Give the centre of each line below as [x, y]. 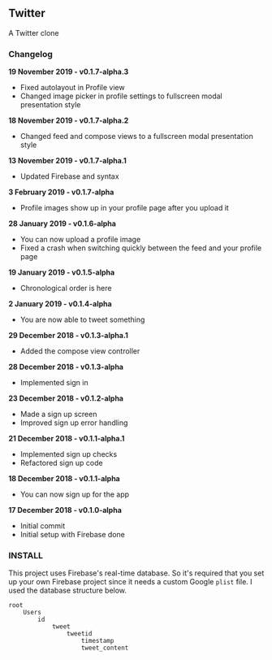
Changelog [30, 54]
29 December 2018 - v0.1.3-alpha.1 [68, 336]
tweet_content [105, 648]
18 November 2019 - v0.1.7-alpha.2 [69, 120]
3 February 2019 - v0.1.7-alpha [61, 192]
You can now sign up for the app [75, 494]
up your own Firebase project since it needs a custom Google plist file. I [131, 582]
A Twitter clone [34, 33]
